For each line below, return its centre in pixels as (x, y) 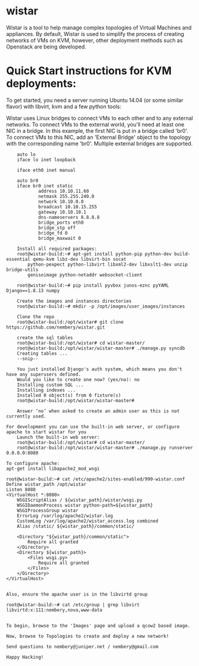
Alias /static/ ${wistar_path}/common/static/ (76, 526)
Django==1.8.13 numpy (33, 291)
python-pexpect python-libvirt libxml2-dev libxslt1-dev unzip (108, 264)
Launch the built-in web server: (58, 437)
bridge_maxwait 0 (60, 238)
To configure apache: (33, 463)
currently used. (26, 416)
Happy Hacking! (25, 657)
